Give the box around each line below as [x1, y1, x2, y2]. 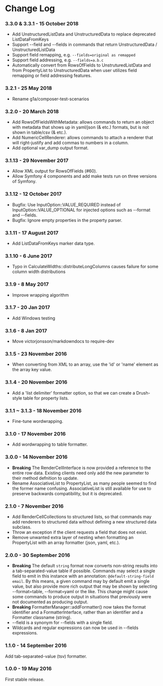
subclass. [12, 524, 32, 530]
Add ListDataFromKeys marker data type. [12, 240, 95, 246]
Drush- [136, 390, 150, 396]
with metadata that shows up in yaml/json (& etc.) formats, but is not [12, 125, 149, 130]
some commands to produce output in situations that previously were [12, 594, 152, 600]
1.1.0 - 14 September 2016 [5, 642, 67, 649]
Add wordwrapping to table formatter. [12, 441, 88, 448]
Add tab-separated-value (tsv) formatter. [5, 653, 87, 659]
